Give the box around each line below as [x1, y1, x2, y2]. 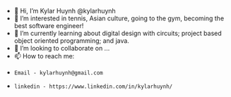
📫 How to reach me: [13, 52, 75, 60]
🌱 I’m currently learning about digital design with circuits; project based [13, 29, 223, 37]
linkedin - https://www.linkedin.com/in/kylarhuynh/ [13, 83, 173, 90]
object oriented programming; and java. [13, 37, 129, 45]
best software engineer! [13, 22, 84, 30]
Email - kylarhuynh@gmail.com [13, 70, 104, 77]
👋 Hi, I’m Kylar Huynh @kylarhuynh [13, 7, 117, 15]
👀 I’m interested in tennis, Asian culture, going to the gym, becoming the [13, 14, 225, 22]
